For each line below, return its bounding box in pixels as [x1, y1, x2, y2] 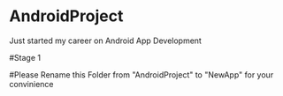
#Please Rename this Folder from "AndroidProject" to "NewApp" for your [9, 69, 274, 80]
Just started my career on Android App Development [9, 35, 202, 46]
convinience [9, 78, 54, 89]
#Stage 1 [9, 52, 42, 63]
